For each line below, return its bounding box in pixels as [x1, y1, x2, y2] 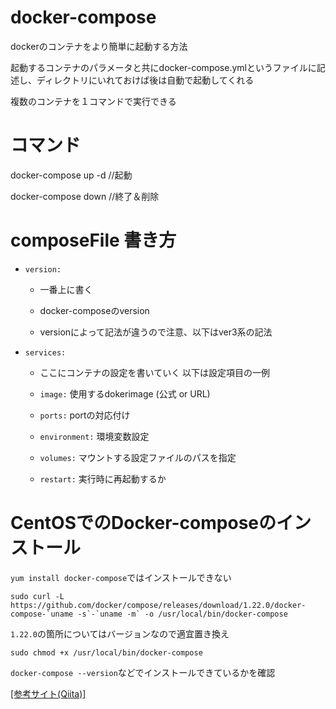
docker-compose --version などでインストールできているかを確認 [10, 666, 276, 678]
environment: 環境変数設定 [39, 430, 150, 442]
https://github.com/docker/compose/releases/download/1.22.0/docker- [10, 600, 307, 610]
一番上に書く [39, 283, 93, 295]
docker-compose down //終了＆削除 [10, 190, 160, 202]
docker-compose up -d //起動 [10, 169, 133, 181]
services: [24, 347, 67, 358]
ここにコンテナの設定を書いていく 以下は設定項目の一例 [39, 366, 271, 378]
